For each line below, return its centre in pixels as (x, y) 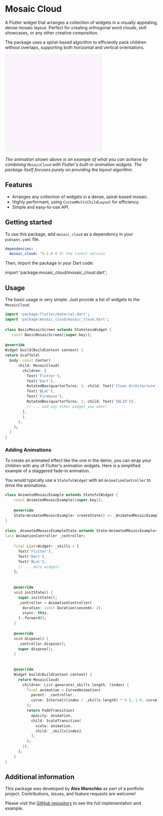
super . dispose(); (35, 649)
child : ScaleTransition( (56, 721)
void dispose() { (31, 638)
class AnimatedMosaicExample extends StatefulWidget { (62, 495)
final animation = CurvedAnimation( (64, 690)
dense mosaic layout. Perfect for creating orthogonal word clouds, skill (76, 27)
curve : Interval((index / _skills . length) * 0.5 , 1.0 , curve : (95, 700)
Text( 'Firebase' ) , (45, 397)
